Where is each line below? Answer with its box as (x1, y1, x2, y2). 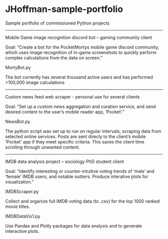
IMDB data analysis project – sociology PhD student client (5, 158, 124, 164)
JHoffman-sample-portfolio (5, 3, 123, 15)
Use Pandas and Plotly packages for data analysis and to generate (5, 222, 142, 228)
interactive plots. (5, 228, 40, 234)
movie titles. (5, 203, 30, 209)
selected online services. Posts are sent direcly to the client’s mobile (5, 133, 146, 139)
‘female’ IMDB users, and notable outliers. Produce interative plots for (5, 173, 148, 179)
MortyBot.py (5, 64, 31, 70)
